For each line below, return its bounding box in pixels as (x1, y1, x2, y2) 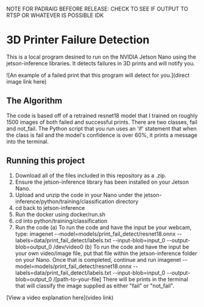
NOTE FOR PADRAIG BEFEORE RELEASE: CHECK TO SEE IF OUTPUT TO (6, 5, 189, 12)
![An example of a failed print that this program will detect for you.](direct (6, 71, 190, 79)
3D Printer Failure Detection (6, 33, 150, 47)
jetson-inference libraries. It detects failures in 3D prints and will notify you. (6, 59, 195, 67)
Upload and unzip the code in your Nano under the (15, 191, 143, 198)
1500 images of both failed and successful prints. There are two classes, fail (6, 118, 198, 126)
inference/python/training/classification (15, 198, 114, 205)
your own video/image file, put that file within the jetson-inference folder (15, 250, 197, 257)
